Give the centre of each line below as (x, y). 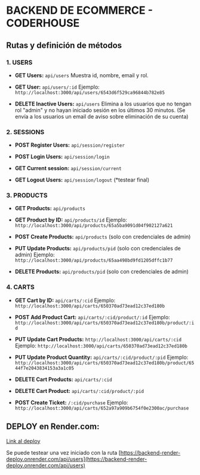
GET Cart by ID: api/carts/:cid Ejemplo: (65, 300)
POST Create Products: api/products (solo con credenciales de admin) (103, 237)
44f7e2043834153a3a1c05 (44, 368)
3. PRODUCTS (27, 195)
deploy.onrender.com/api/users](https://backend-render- (77, 459)
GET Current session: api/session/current (68, 168)
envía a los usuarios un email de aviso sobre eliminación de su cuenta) (101, 116)
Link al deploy (23, 441)
